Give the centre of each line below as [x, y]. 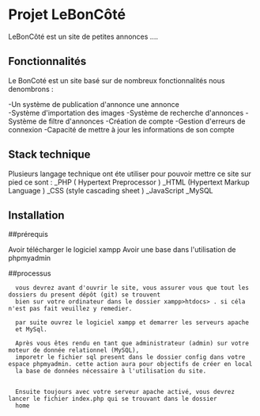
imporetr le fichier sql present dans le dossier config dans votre [130, 357]
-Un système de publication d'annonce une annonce [94, 104]
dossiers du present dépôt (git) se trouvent [84, 295]
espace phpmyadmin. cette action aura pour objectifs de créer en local [130, 364]
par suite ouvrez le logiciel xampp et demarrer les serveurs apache [132, 322]
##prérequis [28, 235]
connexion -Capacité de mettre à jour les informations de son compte [121, 129]
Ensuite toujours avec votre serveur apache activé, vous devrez [125, 392]
